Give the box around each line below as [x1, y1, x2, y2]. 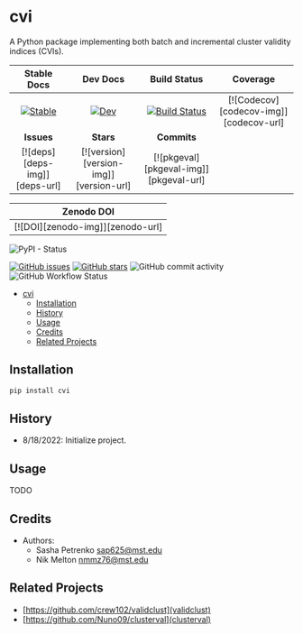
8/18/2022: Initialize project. [22, 435, 127, 446]
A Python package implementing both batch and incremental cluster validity [9, 36, 291, 47]
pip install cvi [9, 386, 70, 395]
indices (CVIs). [9, 45, 65, 56]
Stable [23, 67, 53, 79]
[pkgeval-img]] [143, 162, 210, 175]
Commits [156, 131, 197, 143]
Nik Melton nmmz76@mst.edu [35, 555, 149, 565]
